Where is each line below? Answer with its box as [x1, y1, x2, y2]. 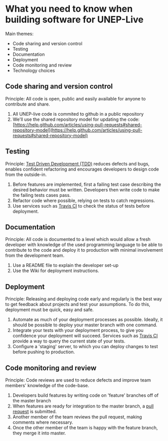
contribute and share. [5, 101, 50, 107]
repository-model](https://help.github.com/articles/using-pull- [12, 127, 143, 133]
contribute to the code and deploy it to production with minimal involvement [5, 247, 163, 253]
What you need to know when [5, 3, 133, 15]
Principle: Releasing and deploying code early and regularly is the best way [5, 296, 162, 302]
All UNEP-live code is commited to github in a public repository [12, 111, 144, 117]
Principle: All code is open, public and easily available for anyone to [5, 95, 146, 101]
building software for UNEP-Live [5, 14, 144, 25]
